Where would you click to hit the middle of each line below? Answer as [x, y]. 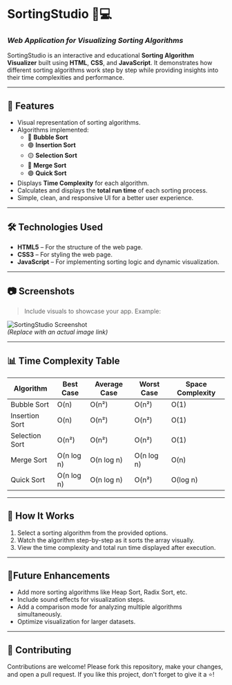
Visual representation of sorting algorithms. [79, 123]
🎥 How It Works [41, 516]
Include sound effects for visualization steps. [81, 600]
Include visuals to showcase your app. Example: [92, 311]
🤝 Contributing [39, 650]
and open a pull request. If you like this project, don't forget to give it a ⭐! [111, 675]
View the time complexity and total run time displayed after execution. [116, 547]
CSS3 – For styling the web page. [65, 255]
